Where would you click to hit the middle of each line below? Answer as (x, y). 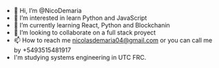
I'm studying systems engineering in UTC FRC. (80, 57)
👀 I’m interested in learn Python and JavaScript (80, 18)
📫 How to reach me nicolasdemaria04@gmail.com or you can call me (113, 40)
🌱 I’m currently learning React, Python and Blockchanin (92, 25)
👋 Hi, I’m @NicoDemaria (48, 11)
